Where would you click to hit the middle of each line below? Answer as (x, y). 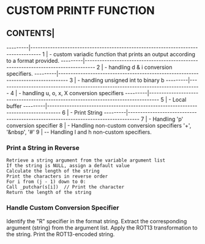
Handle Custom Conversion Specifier (63, 208)
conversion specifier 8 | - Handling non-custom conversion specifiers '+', (99, 125)
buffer (14, 106)
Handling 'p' (168, 119)
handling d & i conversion (140, 67)
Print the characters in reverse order (57, 177)
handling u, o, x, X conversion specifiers (73, 93)
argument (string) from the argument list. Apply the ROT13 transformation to (102, 228)
